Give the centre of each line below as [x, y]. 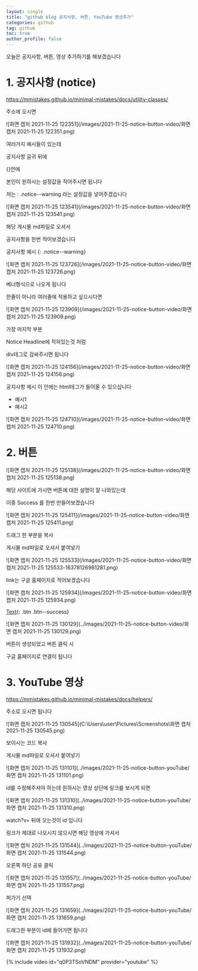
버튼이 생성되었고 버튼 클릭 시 [40, 643]
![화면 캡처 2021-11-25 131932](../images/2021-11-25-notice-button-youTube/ [99, 943]
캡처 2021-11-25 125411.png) [40, 522]
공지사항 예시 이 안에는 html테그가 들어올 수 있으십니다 [69, 387]
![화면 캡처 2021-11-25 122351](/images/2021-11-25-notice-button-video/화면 [98, 124]
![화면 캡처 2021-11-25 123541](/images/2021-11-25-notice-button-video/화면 [98, 207]
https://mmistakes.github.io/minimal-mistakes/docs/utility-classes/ [87, 99]
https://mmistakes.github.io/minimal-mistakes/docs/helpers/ [80, 699]
